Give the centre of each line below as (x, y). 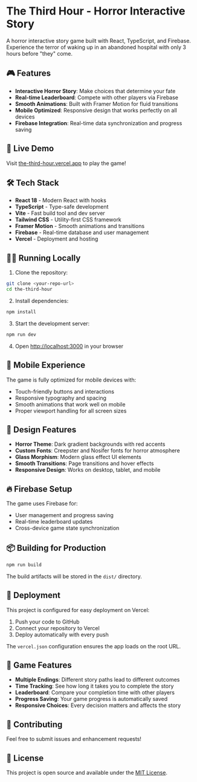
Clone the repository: (41, 273)
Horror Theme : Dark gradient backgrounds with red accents (90, 444)
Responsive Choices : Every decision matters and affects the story (98, 705)
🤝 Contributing (34, 724)
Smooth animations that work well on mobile (70, 404)
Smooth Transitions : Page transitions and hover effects (84, 463)
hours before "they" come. (40, 53)
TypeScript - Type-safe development (62, 207)
